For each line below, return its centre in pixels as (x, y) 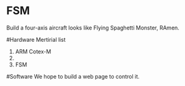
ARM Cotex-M (33, 51)
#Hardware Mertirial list (36, 39)
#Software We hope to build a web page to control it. (73, 76)
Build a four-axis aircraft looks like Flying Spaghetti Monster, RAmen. (93, 28)
